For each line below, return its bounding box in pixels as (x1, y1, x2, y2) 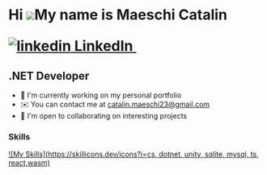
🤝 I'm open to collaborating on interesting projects (19, 111, 188, 120)
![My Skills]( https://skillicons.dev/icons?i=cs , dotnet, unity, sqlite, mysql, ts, (8, 149, 259, 159)
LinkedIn (74, 37, 133, 56)
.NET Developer (8, 69, 90, 82)
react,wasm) (8, 158, 50, 168)
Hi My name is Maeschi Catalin (8, 6, 228, 24)
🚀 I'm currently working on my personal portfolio (19, 90, 182, 100)
